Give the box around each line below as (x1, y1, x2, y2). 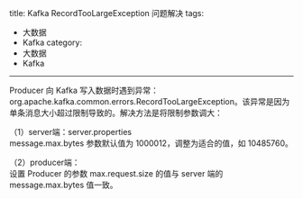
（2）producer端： (9, 157, 80, 167)
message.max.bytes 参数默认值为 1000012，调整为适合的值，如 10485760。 (9, 138, 293, 149)
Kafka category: (22, 37, 83, 48)
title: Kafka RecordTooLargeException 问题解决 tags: (9, 8, 205, 18)
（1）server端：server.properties (9, 127, 133, 137)
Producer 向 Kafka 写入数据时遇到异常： (9, 85, 160, 95)
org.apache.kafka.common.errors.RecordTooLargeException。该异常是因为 (9, 96, 290, 106)
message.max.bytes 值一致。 (9, 179, 118, 190)
